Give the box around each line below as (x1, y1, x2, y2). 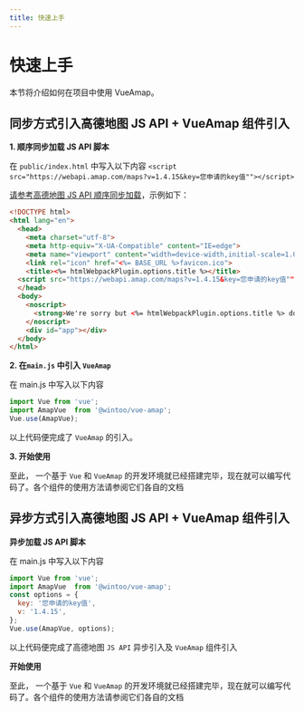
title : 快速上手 (9, 13, 65, 23)
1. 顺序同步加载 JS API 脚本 (9, 141, 110, 152)
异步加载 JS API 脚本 (9, 536, 86, 547)
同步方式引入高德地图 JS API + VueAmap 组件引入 (9, 115, 290, 131)
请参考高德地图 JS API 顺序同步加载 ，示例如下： (9, 189, 190, 200)
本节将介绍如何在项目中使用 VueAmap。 (9, 87, 159, 98)
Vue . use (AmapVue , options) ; (9, 624, 116, 633)
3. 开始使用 (9, 450, 52, 462)
